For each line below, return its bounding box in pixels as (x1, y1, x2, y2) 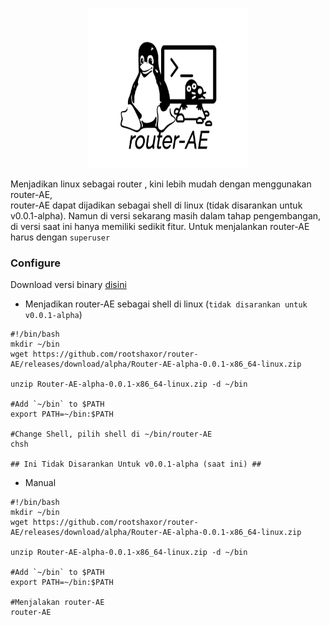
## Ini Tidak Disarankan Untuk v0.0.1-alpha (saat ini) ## (10, 459, 262, 470)
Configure (10, 256, 61, 270)
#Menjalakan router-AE (10, 598, 105, 608)
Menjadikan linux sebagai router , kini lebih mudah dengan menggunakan (10, 178, 312, 190)
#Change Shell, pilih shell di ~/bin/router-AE (10, 429, 213, 440)
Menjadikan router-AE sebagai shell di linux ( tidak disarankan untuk (24, 298, 308, 310)
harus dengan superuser (10, 231, 111, 243)
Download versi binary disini (10, 279, 127, 291)
